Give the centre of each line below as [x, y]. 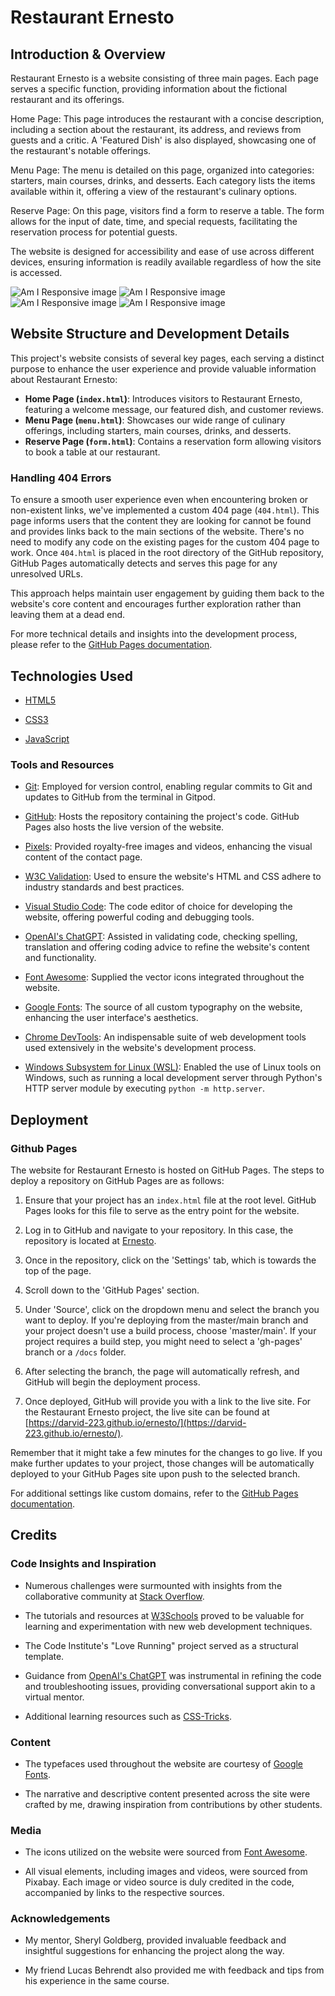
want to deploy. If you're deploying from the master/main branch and [166, 1320]
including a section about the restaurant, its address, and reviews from [156, 129]
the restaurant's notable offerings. [81, 150]
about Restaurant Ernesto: [64, 379]
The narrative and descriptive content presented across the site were [167, 1793]
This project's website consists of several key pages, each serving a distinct [167, 358]
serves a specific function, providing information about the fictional [149, 89]
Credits [34, 1535]
